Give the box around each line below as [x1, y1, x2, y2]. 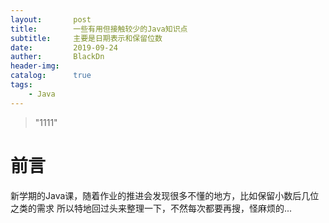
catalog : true [10, 71, 92, 81]
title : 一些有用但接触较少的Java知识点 [10, 24, 188, 34]
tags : [10, 80, 33, 90]
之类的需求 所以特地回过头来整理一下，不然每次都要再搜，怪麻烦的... [10, 202, 293, 214]
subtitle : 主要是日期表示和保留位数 [10, 33, 163, 43]
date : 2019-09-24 [10, 42, 118, 53]
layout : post [10, 14, 92, 25]
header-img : [10, 61, 60, 71]
